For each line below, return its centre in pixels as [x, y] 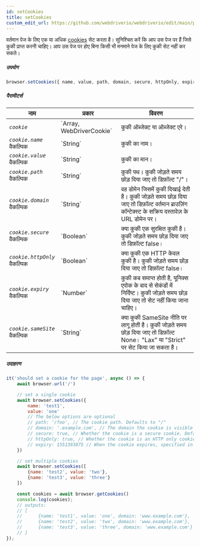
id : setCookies [25, 12]
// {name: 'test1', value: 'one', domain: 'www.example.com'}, [104, 516]
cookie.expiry [29, 289]
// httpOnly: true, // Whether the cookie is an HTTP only [102, 439]
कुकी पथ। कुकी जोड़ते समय [151, 172]
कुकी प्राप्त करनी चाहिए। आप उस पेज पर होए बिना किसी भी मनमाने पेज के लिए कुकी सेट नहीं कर [96, 47]
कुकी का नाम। [137, 144]
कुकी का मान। [137, 159]
